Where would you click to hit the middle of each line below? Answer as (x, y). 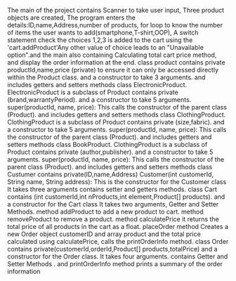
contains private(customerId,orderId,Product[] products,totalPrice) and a (112, 249)
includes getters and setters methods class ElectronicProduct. (97, 85)
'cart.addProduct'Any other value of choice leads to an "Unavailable (105, 47)
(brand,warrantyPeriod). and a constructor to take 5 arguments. (99, 100)
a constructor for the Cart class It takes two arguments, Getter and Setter (113, 204)
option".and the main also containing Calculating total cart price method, (112, 55)
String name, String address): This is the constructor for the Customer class (117, 182)
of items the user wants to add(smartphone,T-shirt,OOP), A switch (103, 32)
